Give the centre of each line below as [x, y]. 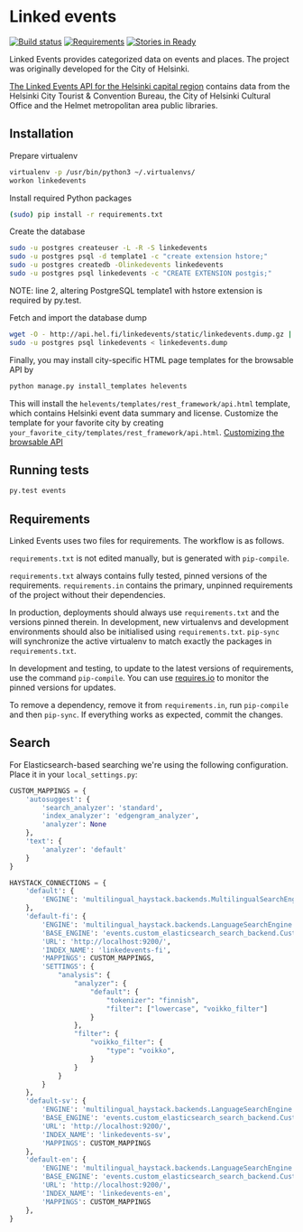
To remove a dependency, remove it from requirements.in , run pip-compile [149, 705]
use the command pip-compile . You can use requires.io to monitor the [139, 678]
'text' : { [44, 842]
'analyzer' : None [74, 825]
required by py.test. [46, 300]
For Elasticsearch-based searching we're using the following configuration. [149, 764]
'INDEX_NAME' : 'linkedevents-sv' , [106, 1134]
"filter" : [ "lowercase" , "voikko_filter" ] [187, 1009]
